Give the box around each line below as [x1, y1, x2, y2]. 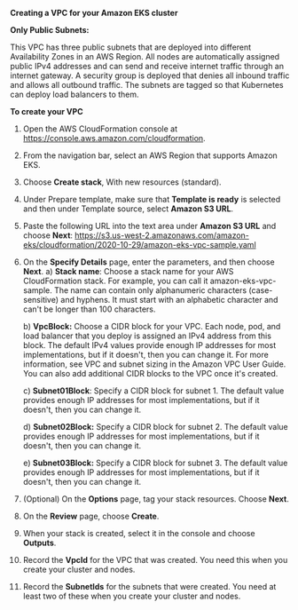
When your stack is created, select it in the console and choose [22, 528, 255, 538]
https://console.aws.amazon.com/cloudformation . [22, 133, 207, 143]
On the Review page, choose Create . [22, 511, 160, 521]
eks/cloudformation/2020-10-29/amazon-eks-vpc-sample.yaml [22, 240, 256, 250]
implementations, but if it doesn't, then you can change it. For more [22, 350, 269, 360]
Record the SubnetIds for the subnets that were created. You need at [22, 582, 277, 591]
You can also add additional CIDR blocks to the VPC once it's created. [22, 368, 278, 378]
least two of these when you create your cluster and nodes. [22, 590, 241, 601]
